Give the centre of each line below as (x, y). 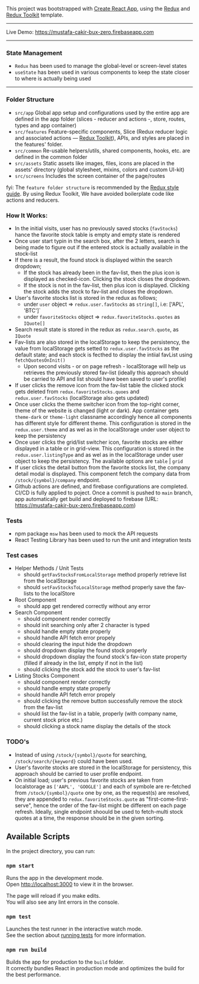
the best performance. (33, 974)
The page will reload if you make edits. (53, 895)
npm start (20, 866)
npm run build (26, 950)
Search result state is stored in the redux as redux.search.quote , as (97, 329)
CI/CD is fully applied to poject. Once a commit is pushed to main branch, (104, 493)
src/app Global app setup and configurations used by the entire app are (102, 112)
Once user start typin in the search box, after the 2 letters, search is (97, 241)
